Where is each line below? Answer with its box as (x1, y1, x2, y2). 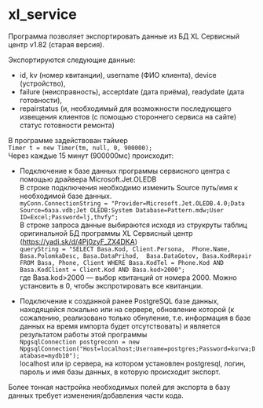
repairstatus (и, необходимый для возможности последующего (19, 104, 232, 113)
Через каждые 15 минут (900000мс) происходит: (8, 151, 174, 160)
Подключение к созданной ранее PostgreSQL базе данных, (19, 296, 220, 306)
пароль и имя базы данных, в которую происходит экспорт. (19, 367, 221, 377)
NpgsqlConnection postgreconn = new (19, 338, 140, 346)
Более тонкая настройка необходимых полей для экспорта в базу (8, 382, 231, 391)
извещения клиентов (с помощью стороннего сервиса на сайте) (19, 112, 237, 121)
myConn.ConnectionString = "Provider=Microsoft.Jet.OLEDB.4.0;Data (19, 199, 245, 208)
